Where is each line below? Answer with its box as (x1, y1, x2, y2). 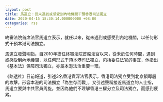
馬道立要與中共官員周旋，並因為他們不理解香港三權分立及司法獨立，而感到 (5, 85, 154, 91)
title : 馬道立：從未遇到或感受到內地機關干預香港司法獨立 (5, 12, 107, 17)
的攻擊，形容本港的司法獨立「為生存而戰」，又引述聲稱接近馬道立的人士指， (5, 80, 156, 85)
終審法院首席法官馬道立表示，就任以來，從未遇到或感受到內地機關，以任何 (5, 34, 154, 40)
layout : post (5, 7, 32, 12)
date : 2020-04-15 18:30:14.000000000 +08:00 (5, 16, 97, 21)
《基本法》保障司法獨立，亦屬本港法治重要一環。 (5, 63, 103, 69)
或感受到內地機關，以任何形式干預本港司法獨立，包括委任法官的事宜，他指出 (5, 57, 158, 63)
